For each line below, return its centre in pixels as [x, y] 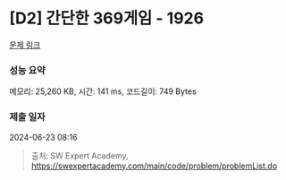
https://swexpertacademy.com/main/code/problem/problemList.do [154, 166]
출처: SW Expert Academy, [80, 155]
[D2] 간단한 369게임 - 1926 [106, 18]
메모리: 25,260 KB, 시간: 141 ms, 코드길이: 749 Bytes [103, 91]
